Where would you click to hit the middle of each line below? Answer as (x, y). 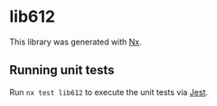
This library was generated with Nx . (75, 42)
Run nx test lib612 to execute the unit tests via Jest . (109, 92)
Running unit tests (62, 70)
